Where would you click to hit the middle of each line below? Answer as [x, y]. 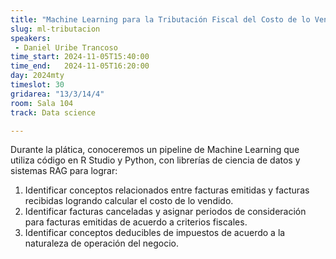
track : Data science [53, 112]
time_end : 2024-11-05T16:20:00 [80, 66]
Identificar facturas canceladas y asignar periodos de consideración [165, 212]
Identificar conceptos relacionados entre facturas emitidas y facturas [167, 190]
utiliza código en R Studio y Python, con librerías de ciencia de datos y [155, 160]
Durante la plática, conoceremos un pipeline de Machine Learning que [155, 150]
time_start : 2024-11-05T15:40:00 [80, 57]
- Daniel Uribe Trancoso [66, 47]
